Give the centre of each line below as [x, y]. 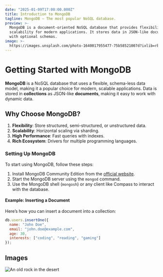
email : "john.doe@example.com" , [42, 229]
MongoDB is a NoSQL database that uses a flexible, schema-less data [75, 83]
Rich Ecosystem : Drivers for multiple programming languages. [74, 141]
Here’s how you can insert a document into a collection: [61, 211]
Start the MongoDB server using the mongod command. [66, 179]
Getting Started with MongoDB [68, 70]
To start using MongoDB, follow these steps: [49, 164]
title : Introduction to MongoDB [38, 14]
